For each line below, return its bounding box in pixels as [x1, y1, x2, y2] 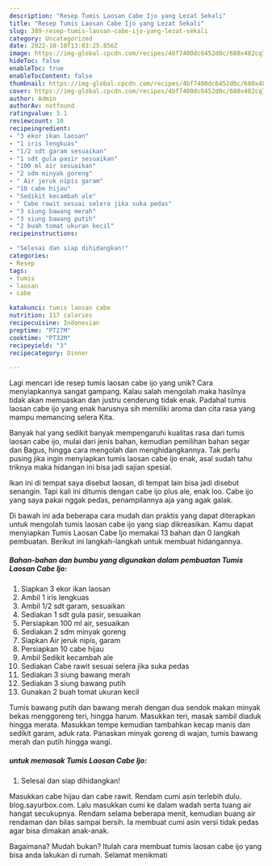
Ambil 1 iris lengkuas [20, 593, 90, 603]
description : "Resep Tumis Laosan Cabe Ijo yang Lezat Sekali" [9, 11, 227, 20]
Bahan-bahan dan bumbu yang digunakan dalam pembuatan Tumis [9, 555, 244, 565]
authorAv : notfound [9, 102, 75, 110]
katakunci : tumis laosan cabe [9, 304, 111, 312]
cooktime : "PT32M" [9, 334, 71, 342]
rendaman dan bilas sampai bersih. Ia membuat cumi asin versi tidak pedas [9, 818, 259, 827]
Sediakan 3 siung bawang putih [20, 679, 126, 688]
